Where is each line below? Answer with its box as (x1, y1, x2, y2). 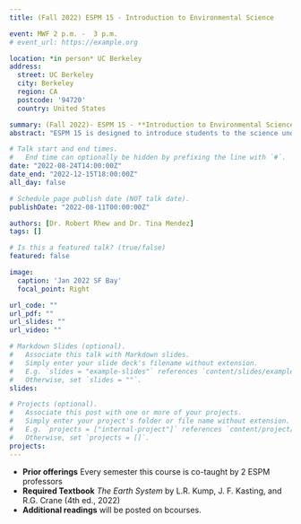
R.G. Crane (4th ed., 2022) (21, 494, 121, 505)
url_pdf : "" (9, 309, 54, 319)
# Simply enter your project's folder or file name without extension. (9, 416, 291, 426)
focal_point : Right (17, 284, 90, 293)
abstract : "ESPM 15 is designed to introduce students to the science (9, 128, 279, 137)
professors (21, 476, 63, 486)
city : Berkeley (17, 79, 74, 88)
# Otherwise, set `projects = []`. (9, 432, 150, 442)
